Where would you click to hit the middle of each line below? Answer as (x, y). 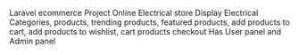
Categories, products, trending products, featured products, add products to (149, 22)
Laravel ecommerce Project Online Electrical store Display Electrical (134, 13)
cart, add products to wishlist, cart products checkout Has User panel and (145, 31)
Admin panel (33, 41)
